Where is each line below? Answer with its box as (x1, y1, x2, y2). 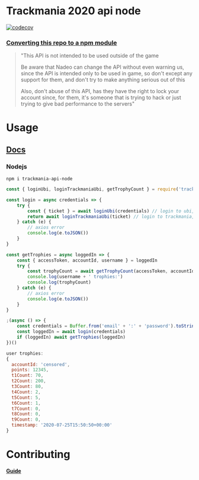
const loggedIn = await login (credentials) (17, 329, 126, 335)
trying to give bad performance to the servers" (20, 100, 135, 107)
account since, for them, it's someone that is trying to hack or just (20, 94, 182, 101)
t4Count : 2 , (11, 389, 41, 395)
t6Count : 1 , (11, 400, 41, 406)
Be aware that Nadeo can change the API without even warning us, (20, 63, 185, 71)
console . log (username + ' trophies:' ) (27, 274, 123, 280)
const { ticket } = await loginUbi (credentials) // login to (27, 208, 182, 214)
